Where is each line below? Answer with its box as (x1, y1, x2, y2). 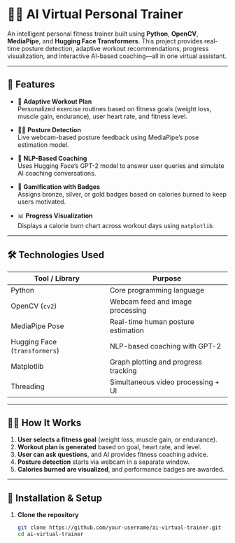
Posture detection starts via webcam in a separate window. (17, 458, 190, 466)
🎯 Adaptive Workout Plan (17, 97, 92, 106)
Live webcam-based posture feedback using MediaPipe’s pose (17, 133, 199, 141)
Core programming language (109, 285, 205, 295)
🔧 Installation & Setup (7, 492, 103, 504)
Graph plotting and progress (109, 357, 203, 367)
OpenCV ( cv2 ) (10, 301, 57, 311)
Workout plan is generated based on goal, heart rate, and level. (17, 443, 202, 451)
